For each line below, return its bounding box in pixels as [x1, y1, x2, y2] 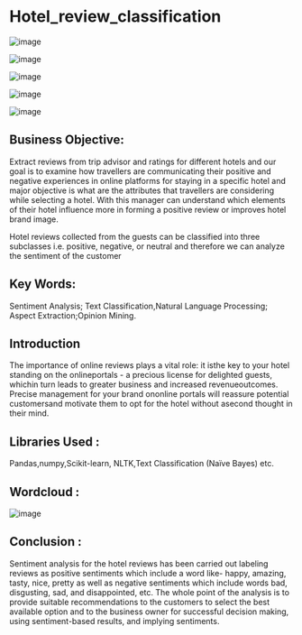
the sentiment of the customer [9, 250, 122, 261]
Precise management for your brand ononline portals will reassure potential [9, 389, 289, 400]
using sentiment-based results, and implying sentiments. [9, 615, 220, 626]
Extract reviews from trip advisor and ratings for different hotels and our [9, 156, 277, 167]
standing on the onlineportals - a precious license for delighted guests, [9, 370, 273, 381]
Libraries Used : [9, 434, 100, 449]
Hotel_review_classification [9, 6, 222, 27]
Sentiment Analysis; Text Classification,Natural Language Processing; [9, 300, 269, 311]
